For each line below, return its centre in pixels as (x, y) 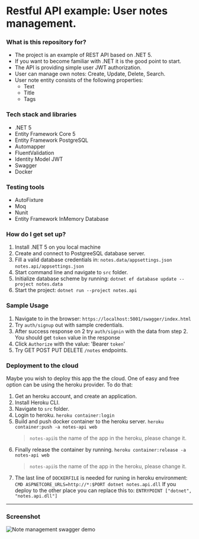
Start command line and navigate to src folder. (71, 272)
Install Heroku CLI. (37, 402)
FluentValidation (34, 153)
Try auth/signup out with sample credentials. (69, 325)
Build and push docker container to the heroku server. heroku (89, 421)
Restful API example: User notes (87, 11)
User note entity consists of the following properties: (79, 80)
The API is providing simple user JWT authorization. (78, 68)
